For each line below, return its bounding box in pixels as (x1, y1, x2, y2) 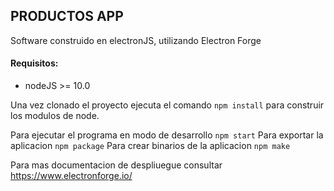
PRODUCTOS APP (10, 8, 124, 25)
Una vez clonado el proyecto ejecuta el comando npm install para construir (10, 99, 325, 111)
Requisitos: (10, 57, 59, 69)
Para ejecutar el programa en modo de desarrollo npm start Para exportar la (10, 129, 324, 141)
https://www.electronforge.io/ (10, 170, 133, 182)
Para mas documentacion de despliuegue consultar (10, 159, 223, 171)
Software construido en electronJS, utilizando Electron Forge (10, 34, 262, 46)
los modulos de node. (10, 110, 100, 122)
